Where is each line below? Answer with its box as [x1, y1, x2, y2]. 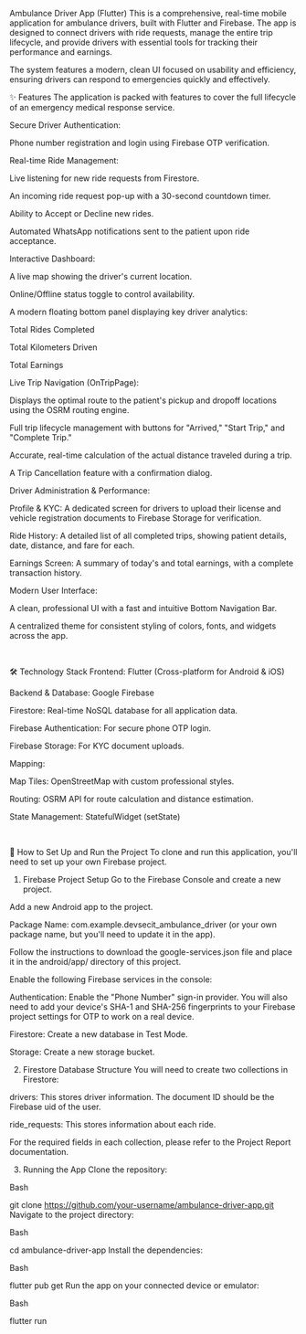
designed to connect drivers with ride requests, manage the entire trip [9, 27, 274, 37]
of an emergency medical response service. [9, 102, 175, 112]
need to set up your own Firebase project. [9, 856, 167, 867]
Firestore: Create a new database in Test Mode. [9, 1029, 189, 1040]
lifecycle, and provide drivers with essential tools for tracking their [9, 37, 259, 48]
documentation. [9, 1147, 69, 1157]
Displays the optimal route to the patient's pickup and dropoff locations [9, 395, 277, 406]
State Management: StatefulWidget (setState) [9, 811, 181, 821]
